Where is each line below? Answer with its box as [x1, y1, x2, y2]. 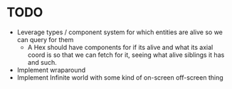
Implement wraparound [16, 66, 86, 74]
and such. [27, 58, 58, 66]
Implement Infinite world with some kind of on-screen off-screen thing [16, 73, 223, 82]
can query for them [16, 35, 74, 43]
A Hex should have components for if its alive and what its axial [27, 43, 213, 51]
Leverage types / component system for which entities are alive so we [16, 28, 223, 36]
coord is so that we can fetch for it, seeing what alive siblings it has [27, 51, 225, 59]
